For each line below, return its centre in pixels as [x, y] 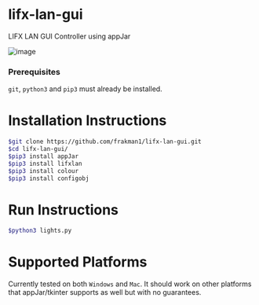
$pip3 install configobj [49, 178]
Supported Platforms [78, 262]
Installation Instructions [88, 121]
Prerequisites [34, 72]
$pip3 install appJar [44, 156]
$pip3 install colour [44, 171]
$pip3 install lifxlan [45, 164]
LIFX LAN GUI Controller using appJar [69, 36]
